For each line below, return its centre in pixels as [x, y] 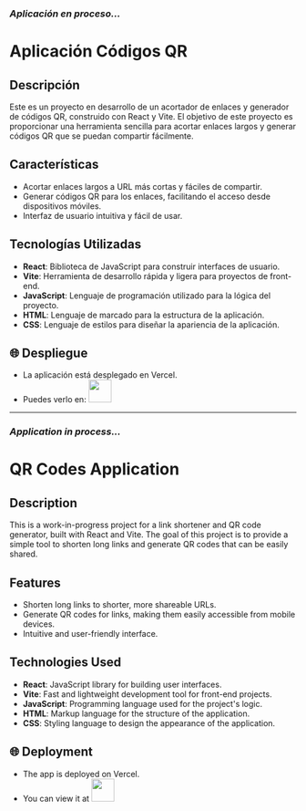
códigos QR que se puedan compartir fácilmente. [102, 136]
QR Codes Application [95, 469]
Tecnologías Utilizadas [76, 244]
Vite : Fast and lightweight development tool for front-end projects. [147, 694]
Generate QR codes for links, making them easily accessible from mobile [159, 615]
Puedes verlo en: [54, 400]
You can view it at [56, 798]
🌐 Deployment [51, 752]
